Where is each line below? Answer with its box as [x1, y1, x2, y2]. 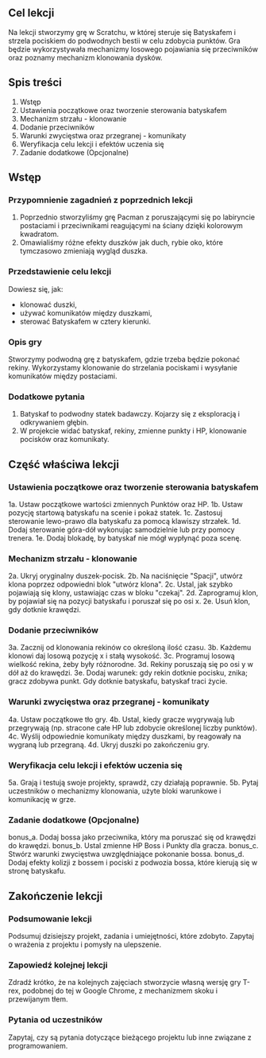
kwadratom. [19, 230, 60, 239]
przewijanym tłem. [8, 994, 68, 1004]
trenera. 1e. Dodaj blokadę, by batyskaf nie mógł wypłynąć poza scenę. [8, 533, 242, 543]
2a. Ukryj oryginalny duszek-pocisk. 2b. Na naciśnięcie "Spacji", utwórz [8, 572, 244, 581]
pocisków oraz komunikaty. [19, 435, 110, 444]
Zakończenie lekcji [8, 889, 103, 903]
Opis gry [8, 336, 42, 347]
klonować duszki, [19, 300, 78, 309]
